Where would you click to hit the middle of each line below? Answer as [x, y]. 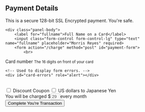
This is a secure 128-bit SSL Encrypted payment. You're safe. [69, 20]
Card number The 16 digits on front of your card [49, 61]
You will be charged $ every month [46, 96]
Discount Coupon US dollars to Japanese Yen [64, 90]
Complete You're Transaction [35, 103]
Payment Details [32, 8]
